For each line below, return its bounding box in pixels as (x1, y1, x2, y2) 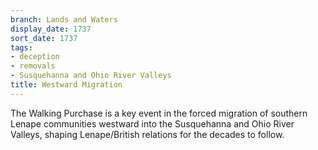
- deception (10, 52, 60, 62)
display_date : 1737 (10, 24, 92, 34)
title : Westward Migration (10, 80, 123, 90)
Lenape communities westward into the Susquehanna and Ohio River (10, 117, 295, 130)
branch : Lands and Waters (10, 14, 118, 25)
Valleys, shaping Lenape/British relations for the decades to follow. (10, 128, 285, 140)
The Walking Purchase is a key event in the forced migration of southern (10, 107, 308, 119)
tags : (10, 42, 33, 53)
